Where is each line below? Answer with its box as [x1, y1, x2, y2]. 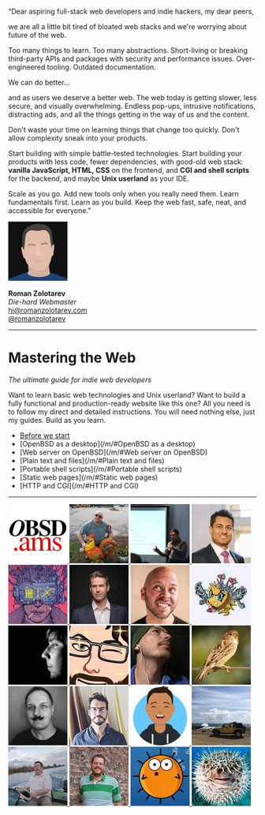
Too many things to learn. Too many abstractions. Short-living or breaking [8, 46, 248, 54]
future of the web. [8, 31, 67, 39]
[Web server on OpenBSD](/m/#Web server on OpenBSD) [19, 447, 208, 457]
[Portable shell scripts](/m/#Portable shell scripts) [19, 464, 183, 473]
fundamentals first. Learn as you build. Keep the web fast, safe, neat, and [8, 197, 247, 207]
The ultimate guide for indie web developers [8, 375, 152, 384]
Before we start [19, 430, 70, 440]
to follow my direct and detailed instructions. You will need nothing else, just [8, 406, 256, 417]
